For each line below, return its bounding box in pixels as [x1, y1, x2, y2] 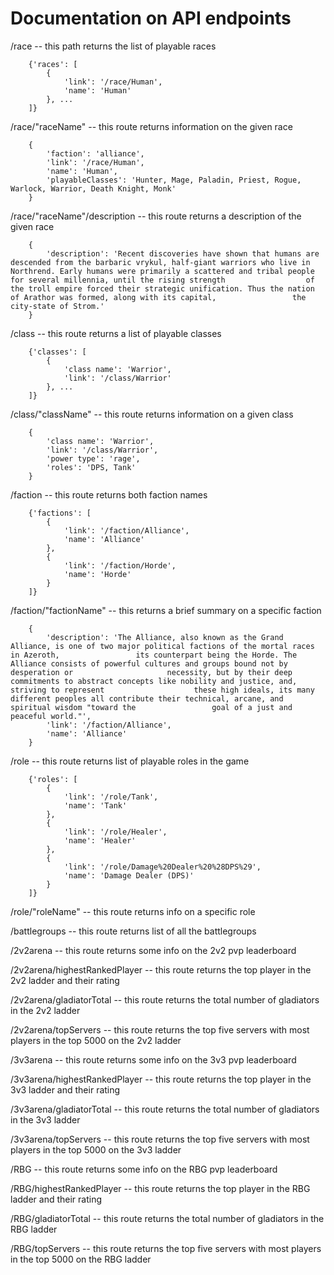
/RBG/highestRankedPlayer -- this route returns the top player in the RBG [10, 1182, 311, 1194]
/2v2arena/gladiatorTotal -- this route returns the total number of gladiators [10, 993, 320, 1006]
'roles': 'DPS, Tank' [46, 462, 137, 472]
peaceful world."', [10, 711, 92, 721]
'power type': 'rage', [46, 453, 141, 464]
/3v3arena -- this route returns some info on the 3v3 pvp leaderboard [10, 1053, 297, 1066]
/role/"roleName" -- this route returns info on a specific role [10, 905, 256, 917]
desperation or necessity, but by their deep [10, 667, 293, 677]
